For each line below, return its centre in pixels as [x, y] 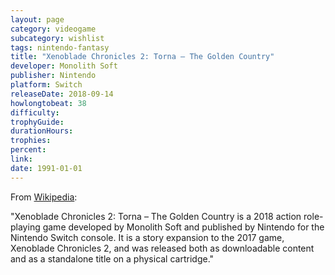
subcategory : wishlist [57, 38]
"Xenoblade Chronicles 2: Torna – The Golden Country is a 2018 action [156, 216]
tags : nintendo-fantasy [60, 47]
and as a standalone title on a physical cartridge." [112, 258]
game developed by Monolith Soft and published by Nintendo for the [183, 227]
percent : [28, 150]
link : [21, 159]
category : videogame [53, 29]
